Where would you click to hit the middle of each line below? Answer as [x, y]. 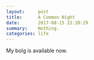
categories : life [27, 34]
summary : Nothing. [33, 28]
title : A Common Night [41, 17]
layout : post [27, 12]
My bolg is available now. [37, 50]
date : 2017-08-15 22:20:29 [47, 23]
